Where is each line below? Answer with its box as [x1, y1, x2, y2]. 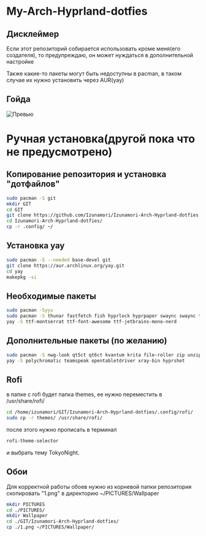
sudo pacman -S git [6, 195, 56, 201]
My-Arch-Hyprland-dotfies [6, 4, 148, 18]
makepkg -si [6, 274, 37, 280]
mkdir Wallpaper [6, 513, 48, 519]
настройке [6, 58, 34, 65]
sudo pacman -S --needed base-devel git [6, 256, 112, 263]
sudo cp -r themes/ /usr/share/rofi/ [6, 415, 103, 421]
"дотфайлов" [6, 179, 60, 190]
